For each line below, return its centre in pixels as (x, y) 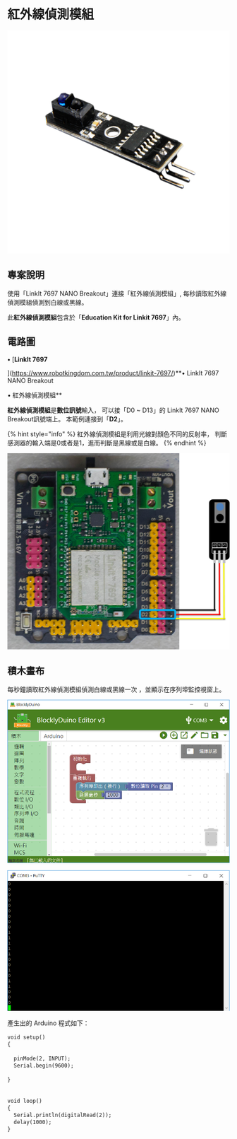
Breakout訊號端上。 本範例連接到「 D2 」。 (67, 419)
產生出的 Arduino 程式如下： (48, 1023)
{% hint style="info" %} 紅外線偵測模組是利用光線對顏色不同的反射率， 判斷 (117, 434)
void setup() (26, 1038)
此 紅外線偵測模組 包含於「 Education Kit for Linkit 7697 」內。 (96, 317)
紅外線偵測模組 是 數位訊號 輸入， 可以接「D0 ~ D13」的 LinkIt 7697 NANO (114, 410)
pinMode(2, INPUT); (42, 1059)
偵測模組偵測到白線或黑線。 (48, 302)
